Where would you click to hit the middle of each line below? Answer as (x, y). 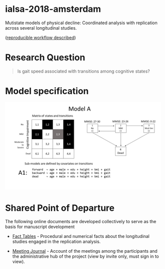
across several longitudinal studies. (41, 28)
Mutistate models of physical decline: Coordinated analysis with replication (82, 23)
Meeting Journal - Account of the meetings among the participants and (85, 251)
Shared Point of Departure (60, 208)
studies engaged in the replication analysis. (56, 242)
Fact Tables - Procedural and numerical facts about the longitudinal (81, 236)
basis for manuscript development (40, 227)
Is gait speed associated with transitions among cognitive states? (83, 71)
